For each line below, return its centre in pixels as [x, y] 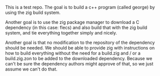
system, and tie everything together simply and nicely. [61, 33]
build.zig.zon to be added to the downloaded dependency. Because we [79, 58]
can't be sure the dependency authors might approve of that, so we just [79, 64]
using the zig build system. [33, 12]
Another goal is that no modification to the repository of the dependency [80, 42]
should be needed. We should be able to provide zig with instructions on [80, 48]
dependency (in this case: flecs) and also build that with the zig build [76, 27]
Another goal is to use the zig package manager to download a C [72, 22]
